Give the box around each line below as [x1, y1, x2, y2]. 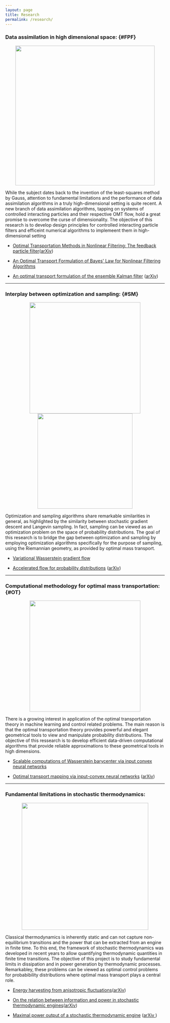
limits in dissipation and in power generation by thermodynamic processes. [5, 961, 162, 967]
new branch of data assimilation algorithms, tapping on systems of [5, 205, 144, 211]
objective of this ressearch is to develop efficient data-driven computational [5, 737, 163, 743]
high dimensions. [5, 748, 41, 755]
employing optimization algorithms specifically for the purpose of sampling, [5, 540, 163, 546]
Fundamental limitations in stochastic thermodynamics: [5, 791, 146, 798]
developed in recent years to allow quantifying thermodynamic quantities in [5, 950, 162, 956]
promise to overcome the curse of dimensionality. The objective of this [5, 216, 153, 223]
